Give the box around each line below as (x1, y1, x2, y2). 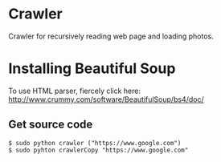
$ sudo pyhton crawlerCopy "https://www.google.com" (8, 146, 189, 154)
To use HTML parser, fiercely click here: (8, 86, 141, 95)
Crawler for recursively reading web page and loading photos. (8, 31, 215, 41)
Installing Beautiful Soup (8, 59, 176, 78)
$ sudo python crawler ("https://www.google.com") (8, 139, 182, 147)
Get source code (8, 118, 93, 132)
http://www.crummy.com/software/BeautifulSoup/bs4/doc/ (8, 94, 204, 104)
